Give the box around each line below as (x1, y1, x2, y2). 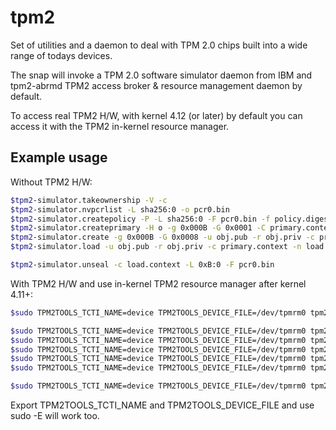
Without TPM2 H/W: (10, 176, 93, 188)
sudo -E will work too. (10, 410, 100, 421)
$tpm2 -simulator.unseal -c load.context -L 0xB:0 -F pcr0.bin (10, 260, 275, 270)
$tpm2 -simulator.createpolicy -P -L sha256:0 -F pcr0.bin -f (10, 214, 271, 224)
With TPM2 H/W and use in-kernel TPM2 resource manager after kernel (10, 277, 307, 290)
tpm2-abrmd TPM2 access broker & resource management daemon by (10, 79, 303, 91)
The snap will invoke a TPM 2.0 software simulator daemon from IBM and (10, 69, 313, 81)
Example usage (10, 149, 108, 166)
